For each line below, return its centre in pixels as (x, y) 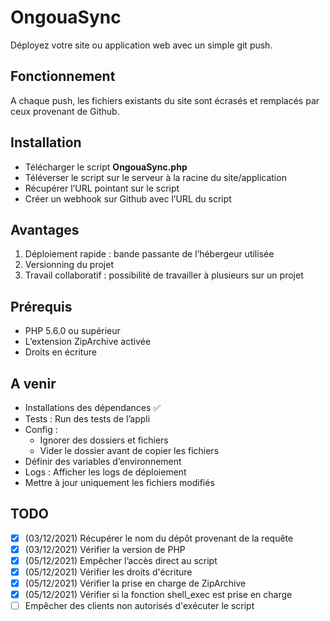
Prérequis (41, 306)
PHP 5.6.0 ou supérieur (72, 331)
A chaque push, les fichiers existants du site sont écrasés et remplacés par (165, 100)
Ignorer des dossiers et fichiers (104, 440)
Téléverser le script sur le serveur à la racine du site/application (155, 177)
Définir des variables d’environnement (103, 461)
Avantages (45, 229)
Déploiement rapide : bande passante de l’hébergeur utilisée (149, 254)
